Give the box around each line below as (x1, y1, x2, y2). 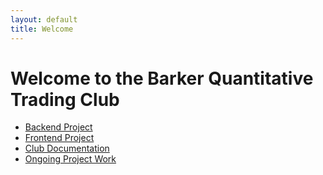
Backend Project (24, 121, 93, 133)
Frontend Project (24, 132, 95, 144)
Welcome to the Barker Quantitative (10, 67, 314, 90)
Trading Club (10, 88, 120, 111)
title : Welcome (10, 24, 74, 34)
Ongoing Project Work (24, 153, 117, 165)
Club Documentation (24, 142, 110, 155)
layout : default (10, 14, 78, 25)
